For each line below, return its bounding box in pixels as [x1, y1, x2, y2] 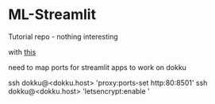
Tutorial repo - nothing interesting [8, 32, 118, 41]
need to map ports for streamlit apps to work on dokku [8, 62, 186, 72]
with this [8, 47, 36, 56]
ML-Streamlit [8, 6, 97, 24]
